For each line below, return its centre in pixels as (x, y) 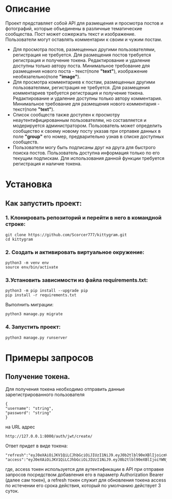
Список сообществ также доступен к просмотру (66, 115)
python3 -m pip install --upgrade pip (47, 291)
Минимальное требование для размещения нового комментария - (86, 103)
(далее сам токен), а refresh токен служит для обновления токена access (86, 480)
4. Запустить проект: (33, 327)
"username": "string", (29, 408)
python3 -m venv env (27, 263)
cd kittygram (19, 239)
